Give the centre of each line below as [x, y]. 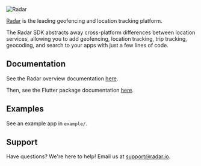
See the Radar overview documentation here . [62, 79]
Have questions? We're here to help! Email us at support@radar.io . [88, 156]
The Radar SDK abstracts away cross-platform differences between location [101, 32]
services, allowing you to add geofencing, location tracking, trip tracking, [97, 39]
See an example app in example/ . [47, 123]
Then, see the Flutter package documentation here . [70, 90]
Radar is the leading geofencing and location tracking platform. [84, 21]
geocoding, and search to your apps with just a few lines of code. [87, 45]
